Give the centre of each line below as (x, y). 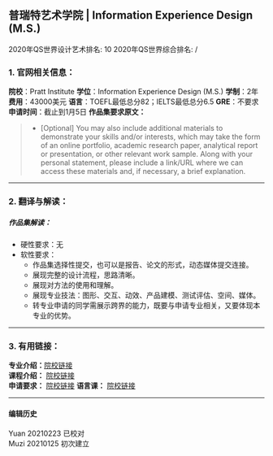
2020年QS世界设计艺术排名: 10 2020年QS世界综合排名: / (103, 49)
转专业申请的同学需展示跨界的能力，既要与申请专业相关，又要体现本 (146, 305)
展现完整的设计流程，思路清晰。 (86, 275)
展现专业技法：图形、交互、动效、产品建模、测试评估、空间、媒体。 (146, 295)
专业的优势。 (54, 315)
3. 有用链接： (34, 346)
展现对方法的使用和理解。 (75, 285)
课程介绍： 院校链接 (41, 376)
